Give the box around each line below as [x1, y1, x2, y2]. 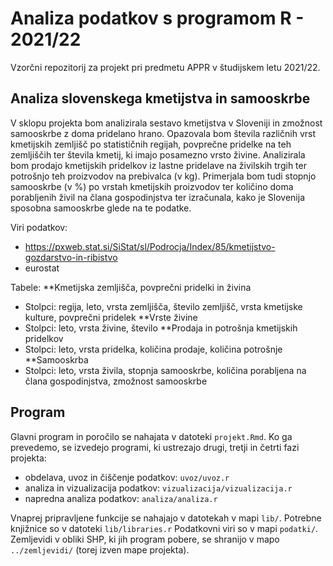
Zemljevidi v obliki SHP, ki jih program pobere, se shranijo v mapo [10, 533, 280, 545]
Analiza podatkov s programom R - [10, 7, 305, 30]
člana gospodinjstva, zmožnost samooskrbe [24, 375, 208, 387]
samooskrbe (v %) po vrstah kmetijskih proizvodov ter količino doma [10, 180, 294, 192]
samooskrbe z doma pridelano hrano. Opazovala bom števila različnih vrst [10, 127, 316, 139]
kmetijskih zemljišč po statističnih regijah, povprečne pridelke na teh [10, 138, 292, 150]
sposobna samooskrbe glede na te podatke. [10, 202, 192, 214]
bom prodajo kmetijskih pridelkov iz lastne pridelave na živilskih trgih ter [10, 159, 307, 171]
